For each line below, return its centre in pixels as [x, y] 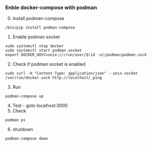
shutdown [23, 129]
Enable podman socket [36, 37]
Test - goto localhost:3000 [40, 106]
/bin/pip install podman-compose [40, 28]
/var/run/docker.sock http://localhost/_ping [53, 78]
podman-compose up [24, 96]
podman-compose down [27, 139]
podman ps [16, 120]
